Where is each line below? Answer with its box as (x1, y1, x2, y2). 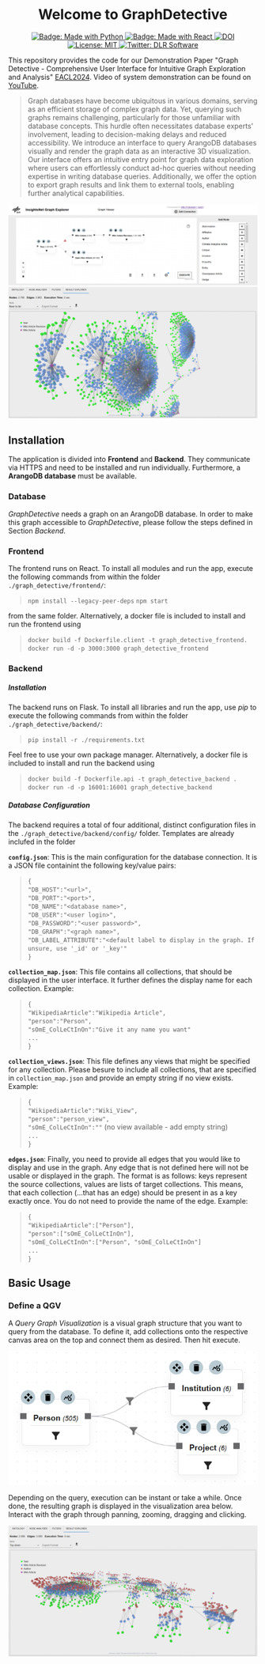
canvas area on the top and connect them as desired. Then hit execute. (8, 1335, 241, 1344)
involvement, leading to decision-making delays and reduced (27, 129, 227, 139)
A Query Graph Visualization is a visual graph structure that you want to (8, 1318, 243, 1328)
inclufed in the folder (8, 837, 76, 846)
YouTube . (8, 81, 40, 90)
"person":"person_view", (27, 1115, 110, 1123)
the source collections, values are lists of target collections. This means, (8, 1179, 244, 1189)
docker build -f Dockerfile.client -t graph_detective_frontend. (27, 637, 248, 645)
